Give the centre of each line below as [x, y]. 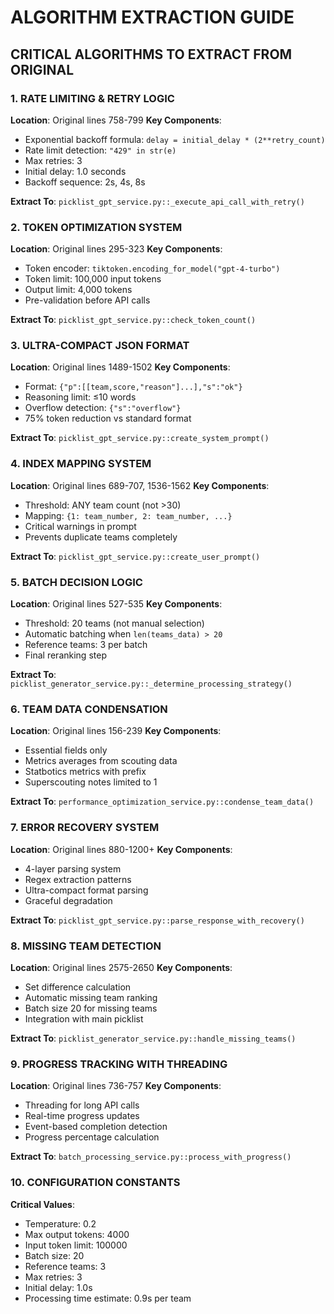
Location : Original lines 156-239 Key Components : [116, 731]
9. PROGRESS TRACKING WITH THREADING [119, 1064]
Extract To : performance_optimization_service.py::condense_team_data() [162, 802]
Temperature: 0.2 [60, 1223]
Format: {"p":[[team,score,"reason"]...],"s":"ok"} [133, 387]
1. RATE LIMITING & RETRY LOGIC [92, 98]
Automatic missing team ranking [91, 997]
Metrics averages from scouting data [101, 761]
